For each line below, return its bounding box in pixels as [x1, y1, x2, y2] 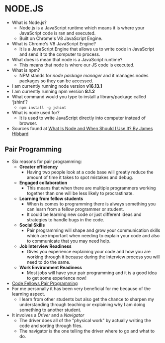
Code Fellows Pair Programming [11, 280, 78, 286]
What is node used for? [11, 109, 60, 115]
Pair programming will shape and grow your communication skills [26, 227, 161, 233]
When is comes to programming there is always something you [26, 200, 156, 207]
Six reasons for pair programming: [11, 158, 82, 165]
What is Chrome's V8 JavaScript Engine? [11, 40, 96, 46]
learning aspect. [11, 291, 45, 297]
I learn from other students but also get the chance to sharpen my [19, 296, 155, 302]
